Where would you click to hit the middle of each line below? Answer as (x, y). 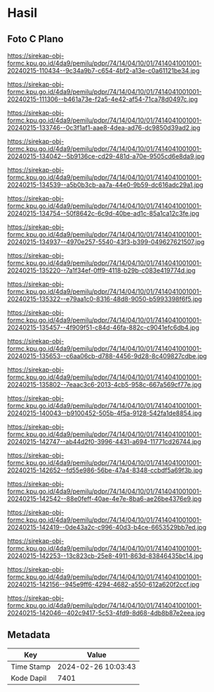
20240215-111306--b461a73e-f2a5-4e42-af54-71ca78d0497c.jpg (103, 99)
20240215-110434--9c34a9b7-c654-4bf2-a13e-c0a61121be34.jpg (103, 71)
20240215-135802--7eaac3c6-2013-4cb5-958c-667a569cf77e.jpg (105, 385)
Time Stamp (31, 667)
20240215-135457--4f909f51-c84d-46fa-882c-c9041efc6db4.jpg (103, 327)
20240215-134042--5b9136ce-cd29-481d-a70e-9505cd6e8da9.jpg (106, 156)
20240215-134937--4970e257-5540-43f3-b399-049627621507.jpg (106, 242)
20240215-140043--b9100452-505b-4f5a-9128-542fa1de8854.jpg (105, 413)
